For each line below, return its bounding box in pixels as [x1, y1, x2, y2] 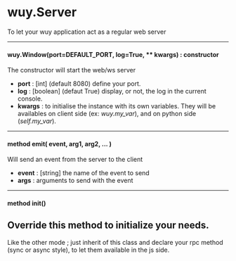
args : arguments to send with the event [17, 177, 133, 185]
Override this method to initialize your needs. [7, 219, 209, 231]
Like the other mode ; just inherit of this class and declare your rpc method [7, 238, 223, 246]
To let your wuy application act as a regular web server [7, 27, 166, 36]
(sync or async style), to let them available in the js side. [7, 246, 170, 254]
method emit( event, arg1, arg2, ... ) [7, 139, 112, 148]
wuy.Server [7, 4, 77, 20]
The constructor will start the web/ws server [7, 66, 136, 75]
